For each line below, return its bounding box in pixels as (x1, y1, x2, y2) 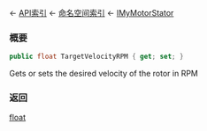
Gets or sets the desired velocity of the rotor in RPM (9, 69, 199, 79)
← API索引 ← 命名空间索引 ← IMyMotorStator (9, 8, 174, 18)
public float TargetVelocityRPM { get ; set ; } (9, 52, 184, 62)
